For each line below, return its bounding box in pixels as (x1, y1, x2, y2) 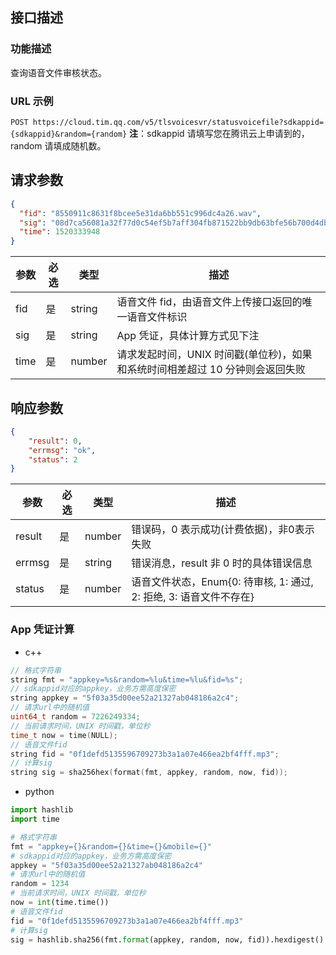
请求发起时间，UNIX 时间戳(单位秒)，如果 (116, 348, 313, 362)
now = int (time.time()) (10, 898, 110, 908)
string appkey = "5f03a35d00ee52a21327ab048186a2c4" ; (10, 693, 240, 703)
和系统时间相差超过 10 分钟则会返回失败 (116, 363, 306, 377)
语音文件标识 (126, 310, 188, 324)
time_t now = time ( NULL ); (10, 730, 118, 740)
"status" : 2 (28, 454, 78, 465)
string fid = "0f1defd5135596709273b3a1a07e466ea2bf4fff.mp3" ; (10, 749, 280, 759)
